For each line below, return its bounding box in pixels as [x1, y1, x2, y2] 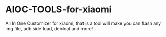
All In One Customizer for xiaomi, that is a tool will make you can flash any [5, 20, 161, 26]
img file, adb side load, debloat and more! [5, 25, 93, 31]
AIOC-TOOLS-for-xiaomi [5, 4, 112, 15]
